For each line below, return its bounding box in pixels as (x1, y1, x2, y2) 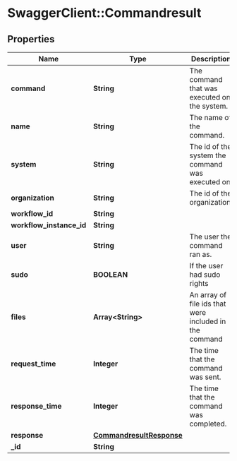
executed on (189, 92, 231, 102)
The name (189, 113, 224, 122)
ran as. (189, 249, 212, 259)
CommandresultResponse (92, 431, 183, 440)
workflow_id (11, 209, 54, 218)
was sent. (189, 372, 221, 382)
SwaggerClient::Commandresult (7, 5, 202, 21)
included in (189, 316, 226, 326)
